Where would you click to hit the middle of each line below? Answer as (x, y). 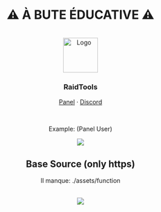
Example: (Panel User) (80, 129)
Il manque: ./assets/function (80, 181)
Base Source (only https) (80, 164)
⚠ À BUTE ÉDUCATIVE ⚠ (80, 15)
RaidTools (80, 87)
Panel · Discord (80, 102)
